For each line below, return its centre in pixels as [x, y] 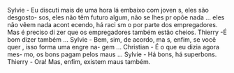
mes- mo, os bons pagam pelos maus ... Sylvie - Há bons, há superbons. [112, 54]
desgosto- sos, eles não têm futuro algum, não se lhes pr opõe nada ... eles [116, 17]
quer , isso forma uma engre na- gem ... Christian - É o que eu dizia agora [114, 47]
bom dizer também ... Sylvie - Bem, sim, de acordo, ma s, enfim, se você [112, 40]
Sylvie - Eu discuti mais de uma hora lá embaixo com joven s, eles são [108, 10]
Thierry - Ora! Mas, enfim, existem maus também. [79, 62]
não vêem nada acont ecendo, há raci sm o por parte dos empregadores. [112, 25]
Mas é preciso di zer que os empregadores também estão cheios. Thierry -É [117, 32]
